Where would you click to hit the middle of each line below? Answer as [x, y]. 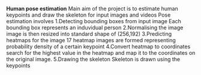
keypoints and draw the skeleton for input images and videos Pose [88, 15]
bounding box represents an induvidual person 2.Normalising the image [95, 27]
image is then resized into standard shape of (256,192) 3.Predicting [89, 34]
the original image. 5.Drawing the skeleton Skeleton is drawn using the [93, 59]
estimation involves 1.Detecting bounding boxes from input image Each [94, 21]
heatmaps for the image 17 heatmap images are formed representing [91, 40]
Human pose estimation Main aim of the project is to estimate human [92, 9]
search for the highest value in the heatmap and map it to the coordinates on [101, 53]
